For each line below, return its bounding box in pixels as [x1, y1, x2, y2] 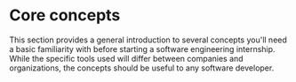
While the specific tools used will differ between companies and [9, 53, 244, 63]
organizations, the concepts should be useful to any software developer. [9, 63, 275, 73]
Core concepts [9, 5, 121, 26]
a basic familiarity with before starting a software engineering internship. [9, 43, 276, 54]
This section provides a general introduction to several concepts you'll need [9, 34, 287, 45]
